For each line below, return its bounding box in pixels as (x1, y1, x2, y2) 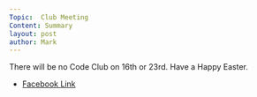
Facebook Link (21, 78, 76, 89)
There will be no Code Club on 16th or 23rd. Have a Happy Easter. (9, 62, 249, 72)
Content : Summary (9, 21, 73, 30)
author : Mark (9, 37, 57, 47)
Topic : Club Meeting (9, 12, 89, 22)
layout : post (9, 29, 57, 38)
